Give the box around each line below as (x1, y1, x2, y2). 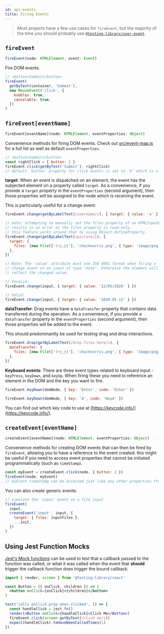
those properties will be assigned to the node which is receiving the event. (5, 193, 155, 199)
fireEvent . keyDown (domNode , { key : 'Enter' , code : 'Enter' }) (5, 387, 134, 392)
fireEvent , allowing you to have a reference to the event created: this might (5, 450, 157, 456)
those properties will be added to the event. (5, 321, 93, 327)
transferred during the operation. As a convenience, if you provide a (5, 311, 142, 317)
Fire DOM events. (5, 65, 40, 71)
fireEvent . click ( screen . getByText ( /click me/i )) (9, 615, 110, 620)
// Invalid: (5, 279, 29, 284)
